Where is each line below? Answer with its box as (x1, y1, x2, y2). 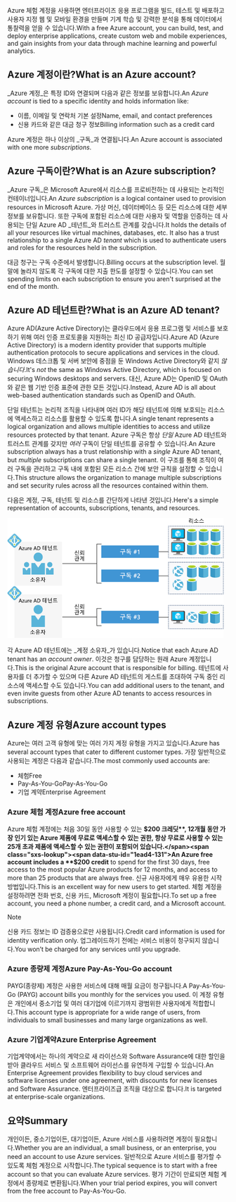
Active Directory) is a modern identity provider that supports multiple (7, 341, 206, 349)
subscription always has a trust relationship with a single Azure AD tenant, (7, 447, 222, 456)
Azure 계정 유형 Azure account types (7, 719, 166, 731)
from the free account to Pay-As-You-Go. (7, 1186, 126, 1195)
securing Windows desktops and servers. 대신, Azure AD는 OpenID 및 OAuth (7, 374, 228, 383)
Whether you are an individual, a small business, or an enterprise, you (14, 1144, 216, 1152)
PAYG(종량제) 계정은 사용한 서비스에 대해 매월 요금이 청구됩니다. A (7, 981, 188, 990)
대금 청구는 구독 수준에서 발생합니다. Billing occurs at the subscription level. (7, 258, 219, 266)
